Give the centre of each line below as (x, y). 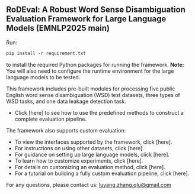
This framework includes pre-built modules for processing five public (91, 89)
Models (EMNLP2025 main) (58, 28)
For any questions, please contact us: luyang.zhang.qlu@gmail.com (89, 185)
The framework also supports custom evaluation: (66, 130)
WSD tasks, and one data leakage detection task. (66, 101)
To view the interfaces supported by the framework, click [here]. (93, 142)
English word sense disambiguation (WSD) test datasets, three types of (93, 95)
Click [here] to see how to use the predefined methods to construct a (99, 112)
